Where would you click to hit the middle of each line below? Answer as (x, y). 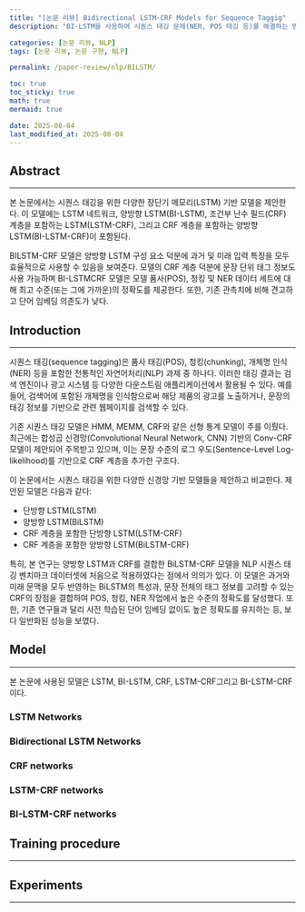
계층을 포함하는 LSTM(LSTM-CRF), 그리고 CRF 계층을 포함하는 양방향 (134, 225)
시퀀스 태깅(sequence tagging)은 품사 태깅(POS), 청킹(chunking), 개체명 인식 (148, 362)
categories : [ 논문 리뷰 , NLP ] (63, 43)
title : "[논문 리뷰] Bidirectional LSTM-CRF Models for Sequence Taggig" (148, 18)
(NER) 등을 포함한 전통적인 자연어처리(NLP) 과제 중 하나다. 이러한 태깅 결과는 (146, 373)
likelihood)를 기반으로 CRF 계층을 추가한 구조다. (94, 461)
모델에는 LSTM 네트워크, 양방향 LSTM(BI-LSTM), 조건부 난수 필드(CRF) (158, 213)
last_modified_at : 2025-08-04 (67, 134)
